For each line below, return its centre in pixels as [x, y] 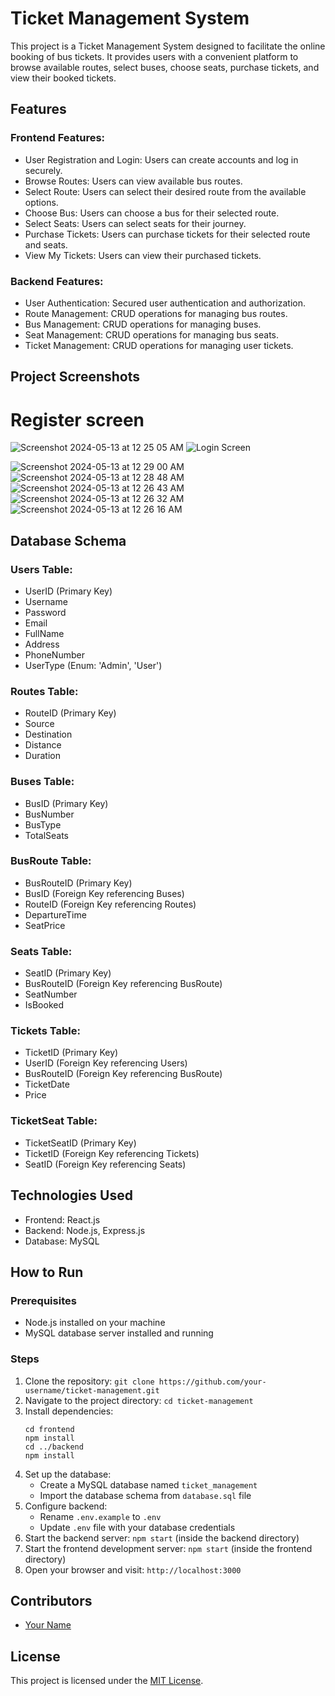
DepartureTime [55, 914]
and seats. [46, 244]
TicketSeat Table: [54, 1121]
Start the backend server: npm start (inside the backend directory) [162, 1538]
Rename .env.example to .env [100, 1516]
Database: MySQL [62, 1241]
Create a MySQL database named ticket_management [148, 1484]
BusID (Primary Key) [66, 803]
